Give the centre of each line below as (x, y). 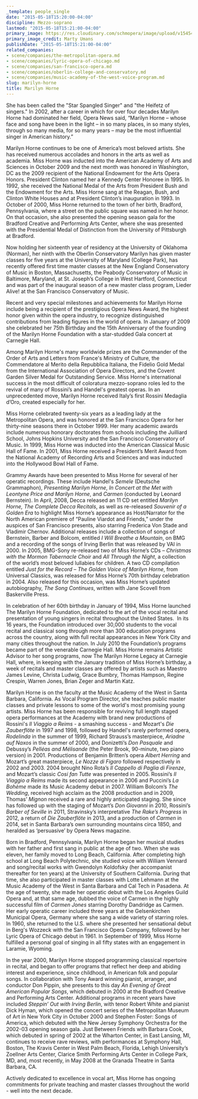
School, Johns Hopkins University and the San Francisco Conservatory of (95, 438)
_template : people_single (38, 12)
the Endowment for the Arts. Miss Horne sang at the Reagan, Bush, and (93, 192)
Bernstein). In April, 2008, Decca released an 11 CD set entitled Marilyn (92, 500)
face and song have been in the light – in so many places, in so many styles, (98, 124)
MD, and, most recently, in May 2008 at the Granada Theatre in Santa (90, 1060)
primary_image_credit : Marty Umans (50, 39)
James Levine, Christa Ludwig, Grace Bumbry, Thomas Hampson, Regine (95, 674)
